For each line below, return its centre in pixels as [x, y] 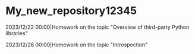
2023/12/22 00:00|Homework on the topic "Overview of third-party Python [97, 27]
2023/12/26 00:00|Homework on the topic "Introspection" [77, 45]
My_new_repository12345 [71, 11]
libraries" [17, 33]
